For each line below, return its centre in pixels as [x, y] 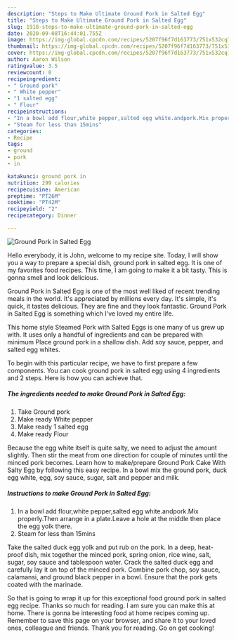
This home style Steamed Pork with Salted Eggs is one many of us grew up [116, 327]
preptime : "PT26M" [34, 196]
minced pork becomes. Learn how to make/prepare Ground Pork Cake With [117, 462]
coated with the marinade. [45, 584]
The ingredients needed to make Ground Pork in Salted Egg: [97, 394]
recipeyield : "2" [33, 209]
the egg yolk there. [45, 526]
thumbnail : [23, 46]
